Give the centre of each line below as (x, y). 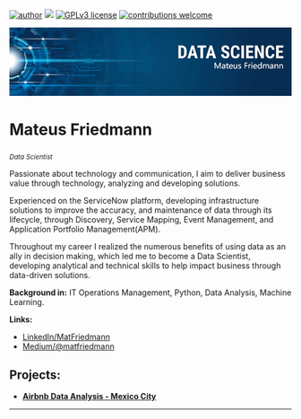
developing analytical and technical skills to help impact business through (145, 266)
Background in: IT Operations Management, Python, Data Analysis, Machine (150, 292)
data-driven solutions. (50, 275)
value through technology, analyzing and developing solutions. (125, 183)
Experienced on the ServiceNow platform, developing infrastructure (134, 201)
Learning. (27, 302)
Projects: (35, 375)
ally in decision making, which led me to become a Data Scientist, (130, 257)
